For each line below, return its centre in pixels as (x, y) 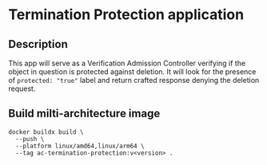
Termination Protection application (126, 15)
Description (38, 44)
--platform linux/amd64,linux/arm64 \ (80, 146)
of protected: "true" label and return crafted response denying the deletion (134, 80)
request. (22, 88)
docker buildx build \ (46, 132)
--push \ (30, 139)
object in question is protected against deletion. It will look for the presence (132, 72)
